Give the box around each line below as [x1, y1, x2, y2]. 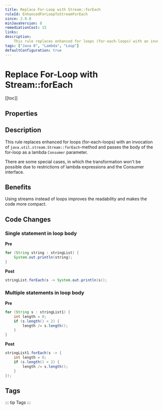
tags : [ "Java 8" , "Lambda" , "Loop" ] [5, 43, 79, 48]
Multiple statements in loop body [5, 289, 84, 296]
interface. [5, 169, 24, 175]
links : [5, 30, 18, 35]
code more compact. [5, 201, 47, 207]
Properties [5, 109, 38, 117]
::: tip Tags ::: [5, 400, 31, 406]
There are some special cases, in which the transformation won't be [5, 159, 141, 165]
